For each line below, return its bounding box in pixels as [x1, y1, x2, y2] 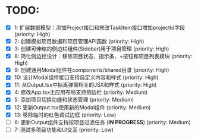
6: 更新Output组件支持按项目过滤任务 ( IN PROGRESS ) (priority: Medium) [14, 118, 191, 125]
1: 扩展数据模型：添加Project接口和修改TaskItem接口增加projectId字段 [14, 24, 186, 31]
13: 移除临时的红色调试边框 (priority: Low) [14, 111, 117, 118]
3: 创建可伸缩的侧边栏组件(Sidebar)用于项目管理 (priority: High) [14, 45, 169, 52]
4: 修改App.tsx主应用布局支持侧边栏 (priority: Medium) [14, 89, 148, 96]
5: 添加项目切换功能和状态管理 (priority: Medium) [14, 96, 134, 103]
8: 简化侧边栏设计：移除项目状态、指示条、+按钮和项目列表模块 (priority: [14, 53, 193, 60]
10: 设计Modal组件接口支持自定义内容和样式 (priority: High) [14, 74, 159, 81]
